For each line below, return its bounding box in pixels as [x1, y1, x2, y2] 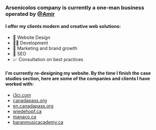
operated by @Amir [5, 10, 55, 17]
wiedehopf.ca [12, 109, 42, 115]
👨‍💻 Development [12, 40, 49, 46]
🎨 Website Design [12, 35, 50, 41]
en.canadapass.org [12, 103, 54, 109]
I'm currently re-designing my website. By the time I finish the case [5, 70, 151, 76]
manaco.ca [12, 114, 37, 120]
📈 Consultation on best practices [12, 57, 83, 63]
